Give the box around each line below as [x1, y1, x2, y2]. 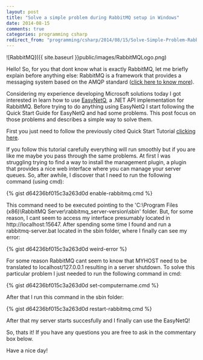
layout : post [6, 8, 39, 15]
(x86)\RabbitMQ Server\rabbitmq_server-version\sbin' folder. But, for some [6, 208, 193, 215]
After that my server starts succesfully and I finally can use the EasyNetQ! [6, 317, 190, 324]
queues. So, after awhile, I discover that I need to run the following [6, 172, 172, 179]
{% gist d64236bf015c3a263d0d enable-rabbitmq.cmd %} [6, 190, 153, 197]
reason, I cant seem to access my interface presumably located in [6, 215, 170, 221]
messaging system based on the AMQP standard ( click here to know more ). [6, 78, 195, 85]
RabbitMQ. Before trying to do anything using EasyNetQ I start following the [6, 103, 195, 110]
